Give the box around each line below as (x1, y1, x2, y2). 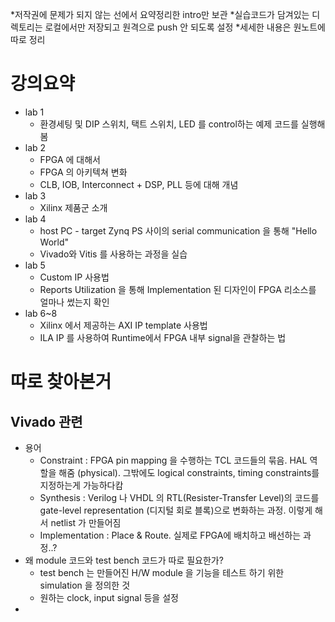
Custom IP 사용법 (39, 271, 110, 283)
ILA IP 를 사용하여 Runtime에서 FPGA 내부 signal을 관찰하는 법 (39, 331, 287, 343)
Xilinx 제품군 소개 (39, 201, 108, 213)
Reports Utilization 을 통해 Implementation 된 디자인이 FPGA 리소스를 (39, 283, 317, 295)
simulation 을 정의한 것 (39, 579, 131, 591)
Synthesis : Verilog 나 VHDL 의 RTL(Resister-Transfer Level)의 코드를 (39, 491, 320, 503)
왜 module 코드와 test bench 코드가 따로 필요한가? (24, 554, 224, 566)
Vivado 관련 (10, 413, 83, 430)
